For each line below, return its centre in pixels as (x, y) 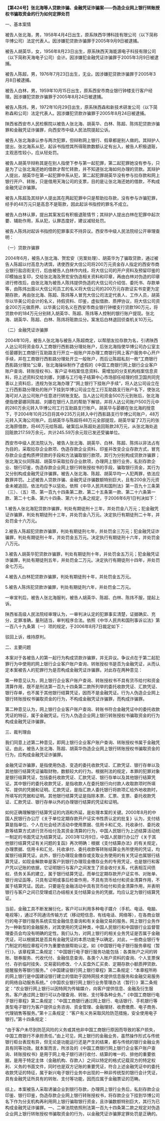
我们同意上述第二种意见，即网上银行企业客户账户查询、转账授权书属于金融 (80, 742)
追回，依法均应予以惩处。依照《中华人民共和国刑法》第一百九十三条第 (89, 486)
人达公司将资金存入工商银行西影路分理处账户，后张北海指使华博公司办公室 (80, 346)
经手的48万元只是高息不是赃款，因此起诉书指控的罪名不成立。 (68, 204)
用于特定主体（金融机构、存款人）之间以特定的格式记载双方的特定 (84, 1060)
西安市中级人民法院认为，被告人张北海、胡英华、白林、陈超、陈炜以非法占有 (82, 443)
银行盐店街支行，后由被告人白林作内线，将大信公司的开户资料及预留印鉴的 (84, 270)
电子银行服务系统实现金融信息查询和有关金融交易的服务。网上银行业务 (84, 921)
